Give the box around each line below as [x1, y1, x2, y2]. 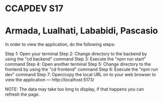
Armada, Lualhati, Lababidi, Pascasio [5, 25, 158, 37]
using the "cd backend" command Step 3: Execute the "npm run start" [5, 56, 146, 62]
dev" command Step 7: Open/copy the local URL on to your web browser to [5, 72, 157, 78]
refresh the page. [5, 91, 40, 98]
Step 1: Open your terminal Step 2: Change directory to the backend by [5, 51, 147, 57]
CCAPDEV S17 [5, 3, 64, 14]
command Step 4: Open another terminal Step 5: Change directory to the [5, 61, 151, 67]
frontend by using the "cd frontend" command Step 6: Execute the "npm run [5, 66, 158, 72]
